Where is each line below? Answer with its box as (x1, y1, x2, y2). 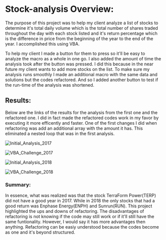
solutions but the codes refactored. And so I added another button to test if (5, 77, 159, 83)
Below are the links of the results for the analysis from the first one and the (5, 109, 158, 115)
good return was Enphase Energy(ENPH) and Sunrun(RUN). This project (5, 203, 153, 209)
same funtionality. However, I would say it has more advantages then (5, 219, 146, 225)
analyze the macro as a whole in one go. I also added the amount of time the (5, 55, 162, 61)
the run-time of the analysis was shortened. (5, 82, 95, 88)
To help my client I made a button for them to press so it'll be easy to (5, 50, 145, 56)
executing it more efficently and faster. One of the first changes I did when (5, 120, 157, 126)
